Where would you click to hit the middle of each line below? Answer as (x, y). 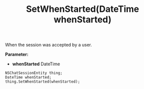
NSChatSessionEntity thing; (34, 73)
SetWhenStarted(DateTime (83, 9)
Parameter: (17, 54)
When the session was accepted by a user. (49, 45)
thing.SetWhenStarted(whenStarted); (43, 82)
